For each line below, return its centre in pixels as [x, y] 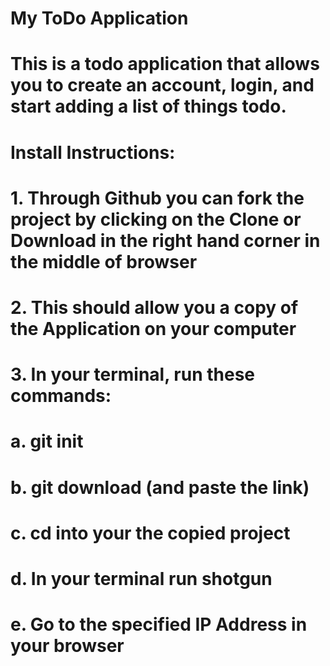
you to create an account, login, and [162, 85]
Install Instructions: [93, 152]
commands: [61, 396]
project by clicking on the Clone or [156, 219]
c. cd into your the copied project [150, 533]
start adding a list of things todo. [148, 106]
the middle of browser [104, 261]
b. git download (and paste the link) [160, 487]
